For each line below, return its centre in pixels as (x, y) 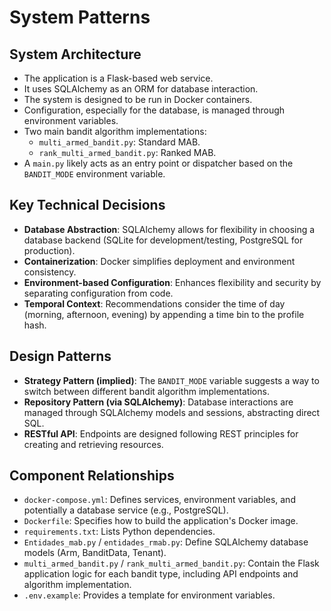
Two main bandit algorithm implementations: (115, 131)
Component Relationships (92, 476)
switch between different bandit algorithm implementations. (146, 391)
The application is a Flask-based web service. (118, 78)
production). (49, 250)
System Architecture (75, 54)
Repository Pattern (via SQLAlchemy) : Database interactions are (158, 402)
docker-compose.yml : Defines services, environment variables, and (159, 500)
